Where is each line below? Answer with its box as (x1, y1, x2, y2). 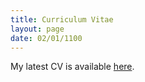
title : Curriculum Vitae (10, 14, 114, 25)
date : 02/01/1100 (10, 33, 83, 43)
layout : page (10, 24, 65, 34)
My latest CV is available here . (10, 61, 135, 73)
